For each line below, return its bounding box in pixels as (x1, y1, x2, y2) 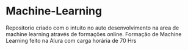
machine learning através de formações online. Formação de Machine (5, 30, 182, 37)
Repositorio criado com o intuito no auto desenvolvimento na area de (5, 24, 179, 31)
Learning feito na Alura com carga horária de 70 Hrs (5, 37, 137, 44)
